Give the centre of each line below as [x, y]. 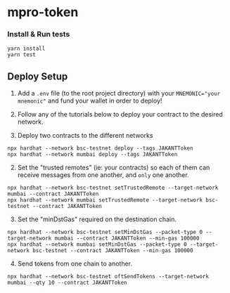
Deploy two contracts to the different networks [85, 136]
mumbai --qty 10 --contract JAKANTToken [68, 283]
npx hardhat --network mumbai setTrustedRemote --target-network [105, 200]
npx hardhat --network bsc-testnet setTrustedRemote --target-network [113, 188]
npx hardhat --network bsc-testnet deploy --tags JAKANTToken [100, 148]
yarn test [22, 55]
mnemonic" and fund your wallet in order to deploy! [90, 101]
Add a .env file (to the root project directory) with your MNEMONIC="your [119, 93]
